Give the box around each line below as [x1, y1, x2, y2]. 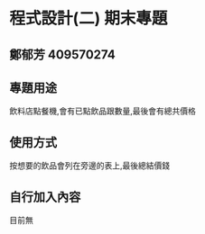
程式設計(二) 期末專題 [9, 8, 168, 29]
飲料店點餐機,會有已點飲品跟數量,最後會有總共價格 [9, 105, 197, 117]
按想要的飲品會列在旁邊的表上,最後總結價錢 [9, 160, 171, 171]
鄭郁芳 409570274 [9, 47, 116, 62]
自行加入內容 [9, 189, 81, 204]
